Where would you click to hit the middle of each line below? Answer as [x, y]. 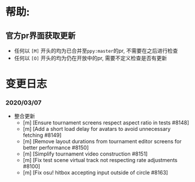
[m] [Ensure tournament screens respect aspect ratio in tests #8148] [106, 123]
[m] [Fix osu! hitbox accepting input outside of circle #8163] [95, 173]
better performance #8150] [56, 148]
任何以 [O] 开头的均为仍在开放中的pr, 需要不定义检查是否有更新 [90, 58]
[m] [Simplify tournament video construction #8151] [85, 154]
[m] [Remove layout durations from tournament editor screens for [102, 141]
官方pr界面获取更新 [41, 36]
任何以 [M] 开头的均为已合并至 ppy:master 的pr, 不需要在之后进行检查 [96, 51]
